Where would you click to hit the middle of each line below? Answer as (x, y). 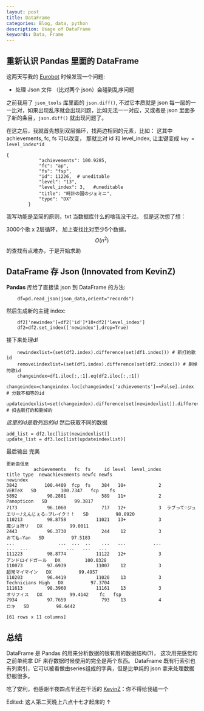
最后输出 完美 (23, 451)
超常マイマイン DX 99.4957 (52, 572)
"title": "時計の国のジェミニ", (75, 193)
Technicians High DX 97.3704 (58, 583)
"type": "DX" (55, 199)
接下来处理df (22, 340)
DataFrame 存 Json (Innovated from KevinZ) (91, 271)
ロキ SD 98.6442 (41, 607)
